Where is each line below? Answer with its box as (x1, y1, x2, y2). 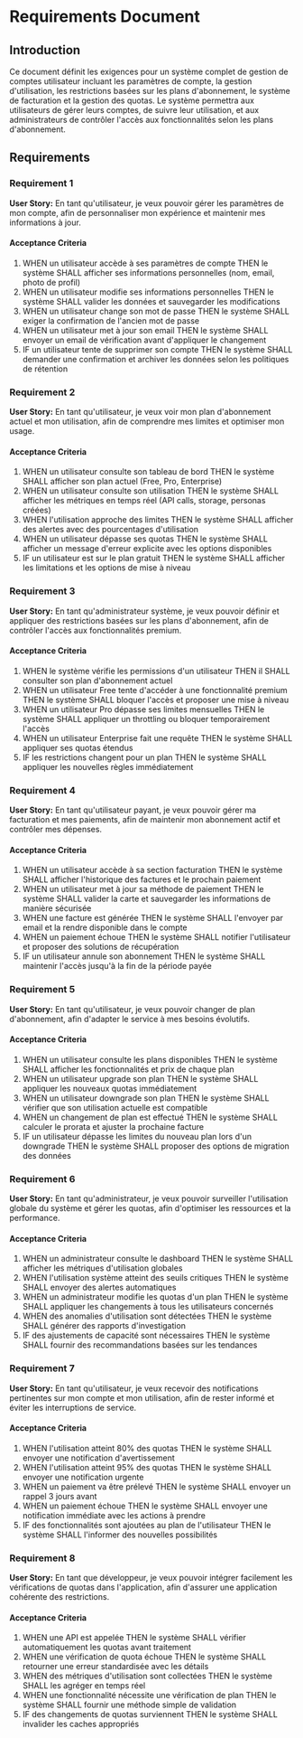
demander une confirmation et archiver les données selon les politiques (22, 353, 289, 364)
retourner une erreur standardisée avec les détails (22, 1661, 209, 1672)
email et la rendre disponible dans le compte (22, 922, 188, 933)
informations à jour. (9, 217, 81, 228)
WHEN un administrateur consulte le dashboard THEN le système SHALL (22, 1254, 294, 1264)
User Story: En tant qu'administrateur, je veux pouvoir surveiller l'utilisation (9, 1193, 289, 1204)
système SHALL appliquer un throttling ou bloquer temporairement (22, 713, 271, 724)
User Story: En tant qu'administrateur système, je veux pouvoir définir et (9, 606, 280, 616)
